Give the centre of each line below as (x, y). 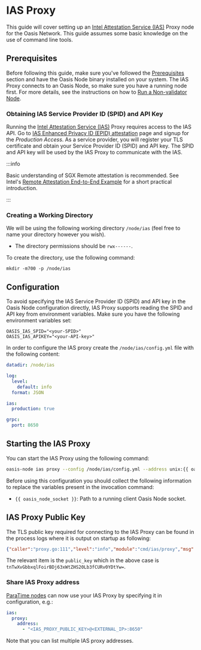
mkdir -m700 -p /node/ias (38, 269)
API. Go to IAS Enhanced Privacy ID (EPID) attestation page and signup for (98, 133)
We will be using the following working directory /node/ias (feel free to (93, 228)
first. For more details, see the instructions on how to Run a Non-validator (97, 92)
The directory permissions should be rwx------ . (74, 246)
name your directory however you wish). (56, 234)
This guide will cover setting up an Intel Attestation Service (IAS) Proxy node (100, 27)
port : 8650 (25, 425)
